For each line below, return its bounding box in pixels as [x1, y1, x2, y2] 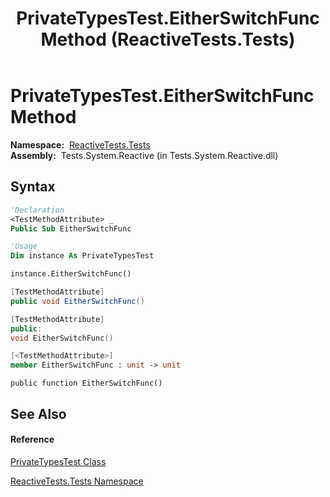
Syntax [10, 178, 56, 196]
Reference [10, 433, 55, 446]
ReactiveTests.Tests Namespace [10, 475, 144, 487]
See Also [10, 405, 67, 422]
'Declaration [10, 205, 65, 215]
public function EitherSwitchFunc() [10, 378, 163, 389]
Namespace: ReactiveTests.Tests [10, 138, 151, 151]
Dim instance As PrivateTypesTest [10, 251, 155, 261]
